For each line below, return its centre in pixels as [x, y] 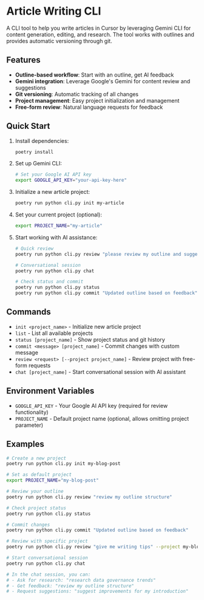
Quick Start [28, 126]
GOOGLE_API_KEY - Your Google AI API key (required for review [91, 405]
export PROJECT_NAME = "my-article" [59, 226]
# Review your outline [35, 491]
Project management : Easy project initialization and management [97, 100]
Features [23, 60]
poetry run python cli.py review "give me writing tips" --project [93, 547]
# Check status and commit [49, 282]
